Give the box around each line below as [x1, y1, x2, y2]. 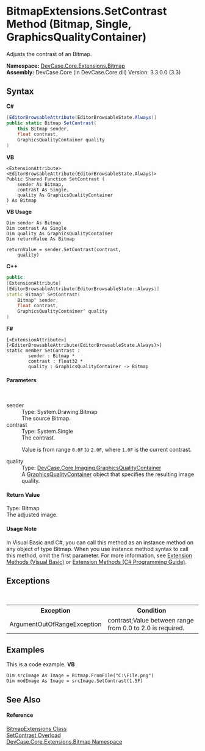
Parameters [6, 376, 37, 383]
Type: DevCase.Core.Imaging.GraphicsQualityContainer [21, 464, 162, 472]
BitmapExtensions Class [6, 725, 67, 732]
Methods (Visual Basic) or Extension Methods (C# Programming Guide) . [6, 558, 187, 565]
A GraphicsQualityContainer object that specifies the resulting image [21, 471, 194, 478]
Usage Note [6, 525, 37, 532]
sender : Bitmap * [28, 353, 75, 359]
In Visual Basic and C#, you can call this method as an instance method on [6, 538, 194, 546]
